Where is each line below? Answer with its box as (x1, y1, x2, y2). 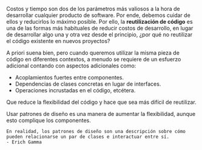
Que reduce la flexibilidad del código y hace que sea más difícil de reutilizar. (6, 98, 197, 106)
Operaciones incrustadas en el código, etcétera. (15, 87, 136, 94)
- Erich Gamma (6, 139, 42, 145)
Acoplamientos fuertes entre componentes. (15, 74, 124, 81)
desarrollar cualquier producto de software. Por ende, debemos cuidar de (6, 12, 191, 19)
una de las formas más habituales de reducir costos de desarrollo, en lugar (6, 24, 194, 32)
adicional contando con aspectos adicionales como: (6, 62, 136, 69)
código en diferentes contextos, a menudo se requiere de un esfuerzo (6, 56, 181, 63)
